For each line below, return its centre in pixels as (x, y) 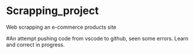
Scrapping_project (52, 11)
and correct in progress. (35, 45)
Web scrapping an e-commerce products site (61, 27)
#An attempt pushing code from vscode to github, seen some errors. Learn (97, 38)
